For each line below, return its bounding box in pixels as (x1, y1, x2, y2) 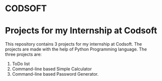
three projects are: (5, 51, 42, 57)
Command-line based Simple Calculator (12, 66, 92, 72)
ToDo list (12, 61, 30, 67)
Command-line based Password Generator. (12, 71, 99, 77)
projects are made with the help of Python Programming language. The (5, 47, 147, 52)
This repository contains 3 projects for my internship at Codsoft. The (5, 41, 142, 47)
